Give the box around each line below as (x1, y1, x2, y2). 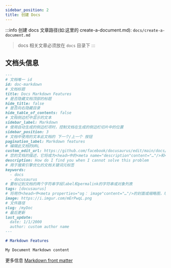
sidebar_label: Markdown (5, 120, 58, 125)
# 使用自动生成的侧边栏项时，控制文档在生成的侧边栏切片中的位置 (5, 125, 124, 130)
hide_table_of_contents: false (5, 110, 72, 115)
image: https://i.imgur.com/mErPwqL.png (5, 196, 93, 201)
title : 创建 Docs (5, 12, 41, 17)
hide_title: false (5, 101, 44, 106)
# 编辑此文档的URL (5, 143, 40, 149)
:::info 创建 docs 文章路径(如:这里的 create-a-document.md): (5, 27, 132, 33)
